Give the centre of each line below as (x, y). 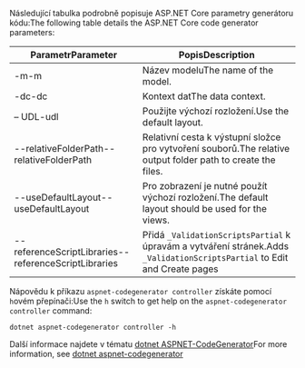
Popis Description (217, 55)
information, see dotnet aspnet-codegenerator (96, 354)
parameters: (32, 32)
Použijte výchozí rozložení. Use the (216, 111)
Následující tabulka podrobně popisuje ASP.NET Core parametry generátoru (152, 13)
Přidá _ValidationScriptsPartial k (216, 235)
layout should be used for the (205, 209)
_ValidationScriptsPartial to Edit (215, 258)
